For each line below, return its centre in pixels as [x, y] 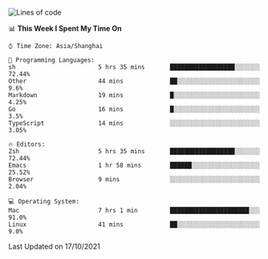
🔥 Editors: [27, 144]
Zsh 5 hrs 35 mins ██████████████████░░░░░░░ [134, 152]
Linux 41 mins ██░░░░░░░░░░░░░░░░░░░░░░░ [134, 225]
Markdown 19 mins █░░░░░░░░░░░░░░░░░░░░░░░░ [134, 95]
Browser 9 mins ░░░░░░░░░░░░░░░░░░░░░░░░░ [134, 180]
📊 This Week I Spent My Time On [65, 28]
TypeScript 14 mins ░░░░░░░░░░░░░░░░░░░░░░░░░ [134, 123]
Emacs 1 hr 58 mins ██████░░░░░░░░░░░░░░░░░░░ [134, 165]
